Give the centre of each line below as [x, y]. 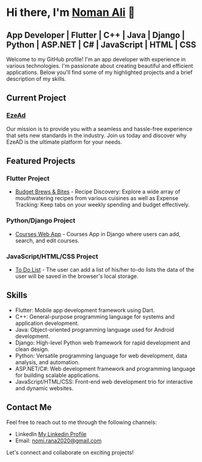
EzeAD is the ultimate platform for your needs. [64, 142]
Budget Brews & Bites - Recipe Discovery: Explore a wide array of [98, 192]
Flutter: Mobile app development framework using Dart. [85, 310]
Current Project [36, 98]
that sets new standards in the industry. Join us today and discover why [97, 135]
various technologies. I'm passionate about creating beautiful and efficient [100, 66]
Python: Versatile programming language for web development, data [101, 356]
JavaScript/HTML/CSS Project [52, 256]
